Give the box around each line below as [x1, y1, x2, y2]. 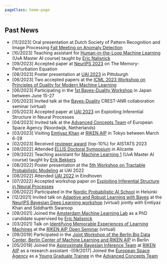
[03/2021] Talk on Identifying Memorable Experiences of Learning [12, 221, 148, 227]
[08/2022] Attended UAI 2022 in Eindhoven [12, 173, 102, 179]
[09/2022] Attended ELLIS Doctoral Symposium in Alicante [12, 146, 134, 152]
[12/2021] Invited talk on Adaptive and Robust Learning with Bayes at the [12, 194, 162, 200]
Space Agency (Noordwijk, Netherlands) [12, 125, 96, 131]
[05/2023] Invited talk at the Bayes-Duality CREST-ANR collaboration [12, 98, 155, 104]
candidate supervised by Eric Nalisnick [12, 216, 93, 222]
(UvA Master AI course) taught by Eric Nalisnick [12, 55, 111, 61]
